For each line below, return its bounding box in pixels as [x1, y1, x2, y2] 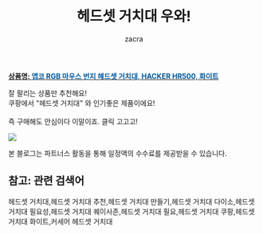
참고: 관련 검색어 [8, 174, 85, 188]
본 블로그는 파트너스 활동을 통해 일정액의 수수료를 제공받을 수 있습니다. [8, 148, 227, 158]
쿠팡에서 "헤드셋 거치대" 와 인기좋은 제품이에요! [8, 98, 155, 107]
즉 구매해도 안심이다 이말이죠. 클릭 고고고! [8, 116, 138, 126]
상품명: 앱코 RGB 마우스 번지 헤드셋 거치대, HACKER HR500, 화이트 [8, 71, 219, 80]
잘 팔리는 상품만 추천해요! [8, 88, 88, 98]
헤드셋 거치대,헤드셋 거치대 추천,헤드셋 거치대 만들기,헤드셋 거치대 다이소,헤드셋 [8, 197, 255, 206]
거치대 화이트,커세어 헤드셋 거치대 [8, 216, 113, 226]
